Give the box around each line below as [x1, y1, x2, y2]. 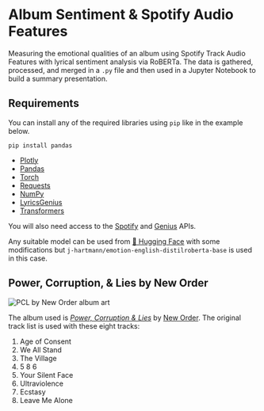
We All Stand [19, 344, 62, 354]
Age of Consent [19, 337, 71, 346]
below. [8, 126, 30, 135]
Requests [19, 181, 51, 190]
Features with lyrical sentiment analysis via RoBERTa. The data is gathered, [8, 57, 254, 67]
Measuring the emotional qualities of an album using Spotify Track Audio [8, 48, 246, 58]
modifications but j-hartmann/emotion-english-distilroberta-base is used [8, 245, 252, 254]
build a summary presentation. [8, 74, 109, 83]
